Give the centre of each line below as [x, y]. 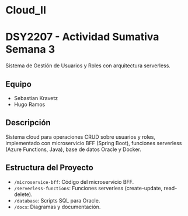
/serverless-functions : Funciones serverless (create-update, [88, 188]
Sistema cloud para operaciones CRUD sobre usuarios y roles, [81, 137]
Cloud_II [26, 10]
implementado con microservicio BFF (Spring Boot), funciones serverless [94, 143]
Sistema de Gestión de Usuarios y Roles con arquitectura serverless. [88, 66]
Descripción [28, 123]
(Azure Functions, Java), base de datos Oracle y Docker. [73, 149]
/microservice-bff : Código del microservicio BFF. [74, 181]
